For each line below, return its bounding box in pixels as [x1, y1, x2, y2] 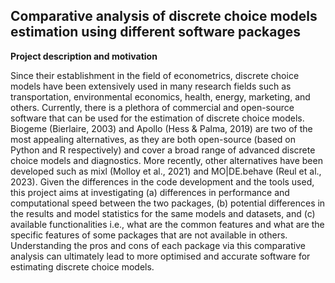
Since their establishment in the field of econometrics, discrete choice [10, 69, 300, 81]
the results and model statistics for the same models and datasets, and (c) [10, 207, 316, 219]
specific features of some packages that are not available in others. [10, 229, 288, 241]
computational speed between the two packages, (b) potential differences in [10, 197, 326, 209]
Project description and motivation [10, 50, 158, 62]
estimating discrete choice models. [10, 260, 155, 273]
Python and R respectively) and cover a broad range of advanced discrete [10, 144, 316, 156]
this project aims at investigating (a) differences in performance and [10, 186, 290, 198]
